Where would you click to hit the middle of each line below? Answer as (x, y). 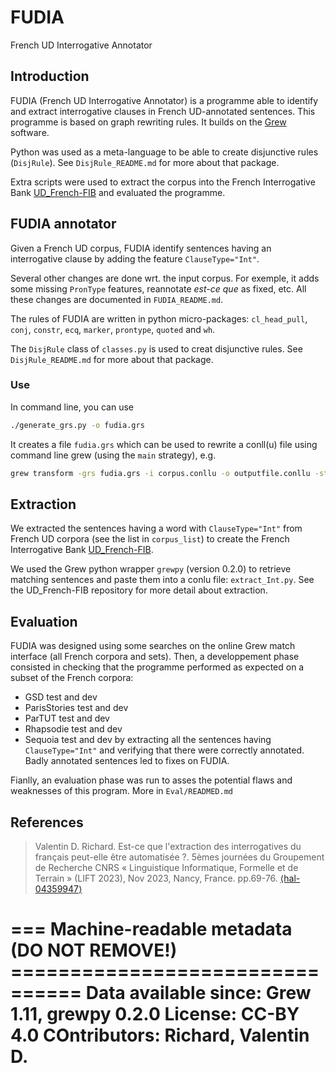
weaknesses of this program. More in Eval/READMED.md (121, 791)
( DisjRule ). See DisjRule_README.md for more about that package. (145, 162)
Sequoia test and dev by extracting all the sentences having (148, 740)
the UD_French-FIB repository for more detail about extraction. (139, 590)
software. (30, 132)
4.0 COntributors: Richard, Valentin (160, 1035)
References (47, 822)
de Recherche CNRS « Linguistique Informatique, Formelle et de (166, 868)
